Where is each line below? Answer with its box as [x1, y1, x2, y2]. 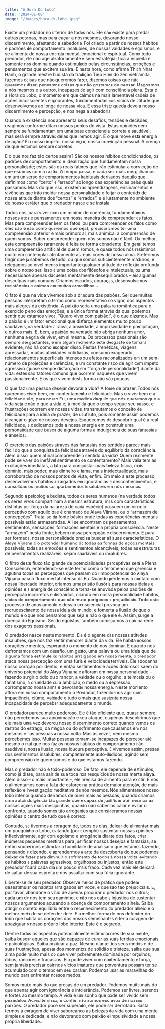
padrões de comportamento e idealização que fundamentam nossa [5, 158, 141, 165]
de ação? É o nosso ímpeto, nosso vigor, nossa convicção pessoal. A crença [5, 139, 160, 144]
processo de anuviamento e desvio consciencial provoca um [5, 602, 128, 608]
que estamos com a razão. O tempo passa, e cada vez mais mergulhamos [5, 169, 155, 175]
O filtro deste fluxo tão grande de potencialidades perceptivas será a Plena [5, 560, 157, 566]
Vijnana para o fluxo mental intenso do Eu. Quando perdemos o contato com [5, 576, 160, 582]
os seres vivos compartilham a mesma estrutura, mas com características [5, 498, 155, 504]
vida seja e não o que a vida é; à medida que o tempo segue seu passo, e [5, 401, 154, 407]
